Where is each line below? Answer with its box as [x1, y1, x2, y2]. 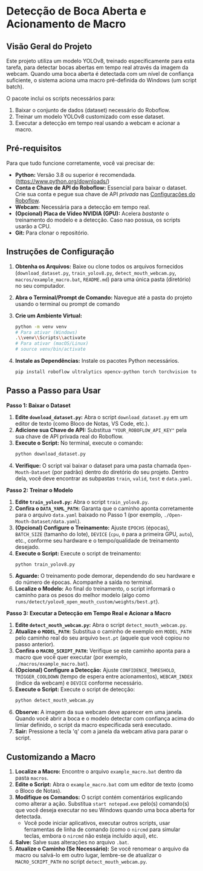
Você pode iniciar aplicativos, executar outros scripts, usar [24, 820, 170, 827]
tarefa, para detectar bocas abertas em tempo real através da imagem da [6, 64, 188, 71]
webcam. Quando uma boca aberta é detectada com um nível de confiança [6, 70, 195, 77]
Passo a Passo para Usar [6, 386, 101, 396]
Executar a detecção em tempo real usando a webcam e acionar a [14, 119, 180, 127]
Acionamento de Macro [6, 17, 126, 31]
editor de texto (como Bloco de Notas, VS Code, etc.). [14, 420, 150, 427]
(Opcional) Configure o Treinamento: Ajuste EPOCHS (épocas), [14, 524, 170, 531]
